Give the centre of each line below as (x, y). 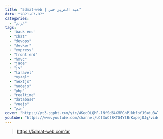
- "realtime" (23, 95)
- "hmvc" (18, 59)
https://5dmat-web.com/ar (43, 131)
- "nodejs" (20, 86)
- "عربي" (18, 23)
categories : (17, 18)
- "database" (23, 100)
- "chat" (18, 37)
